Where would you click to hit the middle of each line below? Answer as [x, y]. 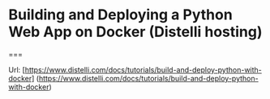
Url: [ [17, 69]
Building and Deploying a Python [120, 15]
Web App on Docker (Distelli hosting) [135, 32]
